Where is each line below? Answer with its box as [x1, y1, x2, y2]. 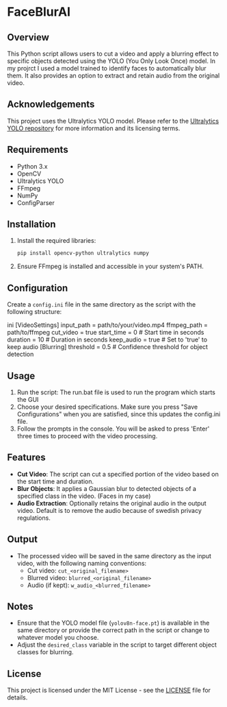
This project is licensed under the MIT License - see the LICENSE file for [7, 686, 211, 695]
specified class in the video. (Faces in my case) [16, 492, 151, 500]
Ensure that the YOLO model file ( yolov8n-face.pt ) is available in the [16, 619, 210, 627]
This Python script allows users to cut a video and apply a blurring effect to [7, 49, 219, 58]
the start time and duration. [16, 477, 94, 486]
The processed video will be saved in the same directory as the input [16, 551, 212, 560]
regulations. [16, 514, 51, 522]
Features [7, 452, 46, 464]
